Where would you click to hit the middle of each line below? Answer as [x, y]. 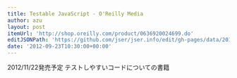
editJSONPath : [28, 40]
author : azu [25, 20]
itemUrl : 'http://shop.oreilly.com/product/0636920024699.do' [101, 33]
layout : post [26, 27]
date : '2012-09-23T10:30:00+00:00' [60, 46]
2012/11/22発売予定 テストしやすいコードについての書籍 [89, 67]
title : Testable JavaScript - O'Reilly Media [75, 14]
